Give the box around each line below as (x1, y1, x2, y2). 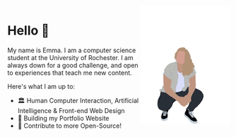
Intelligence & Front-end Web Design (17, 106, 125, 114)
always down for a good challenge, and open (7, 61, 139, 69)
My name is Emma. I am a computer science (7, 46, 136, 54)
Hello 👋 (7, 23, 49, 39)
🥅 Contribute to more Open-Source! (17, 121, 122, 130)
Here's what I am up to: (7, 82, 76, 90)
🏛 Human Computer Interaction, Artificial (17, 96, 139, 105)
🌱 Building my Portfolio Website (17, 114, 110, 122)
